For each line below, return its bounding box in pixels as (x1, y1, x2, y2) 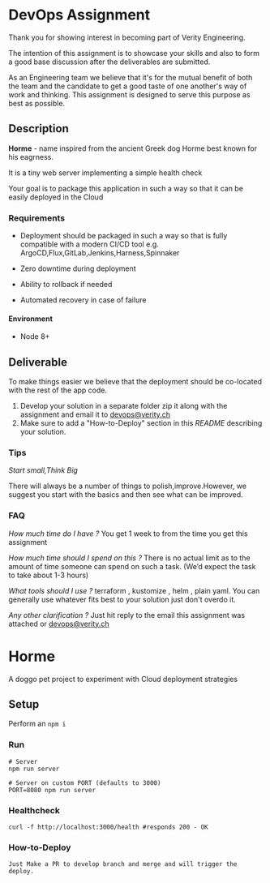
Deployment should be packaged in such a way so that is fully (19, 231, 228, 241)
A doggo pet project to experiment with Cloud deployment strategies (8, 674, 238, 684)
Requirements (8, 212, 66, 224)
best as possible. (8, 98, 66, 108)
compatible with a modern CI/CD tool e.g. (19, 239, 160, 249)
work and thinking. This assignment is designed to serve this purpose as (8, 89, 251, 99)
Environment (8, 314, 53, 324)
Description (8, 122, 69, 135)
